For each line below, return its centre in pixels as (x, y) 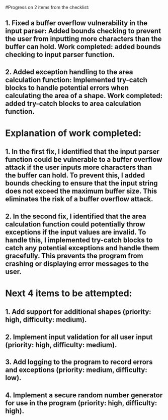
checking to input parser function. (60, 55)
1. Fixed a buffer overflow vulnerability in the (76, 23)
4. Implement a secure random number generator (84, 395)
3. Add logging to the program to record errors (79, 362)
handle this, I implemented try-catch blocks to (79, 240)
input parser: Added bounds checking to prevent (83, 31)
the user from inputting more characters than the (83, 39)
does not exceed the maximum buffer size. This (81, 191)
